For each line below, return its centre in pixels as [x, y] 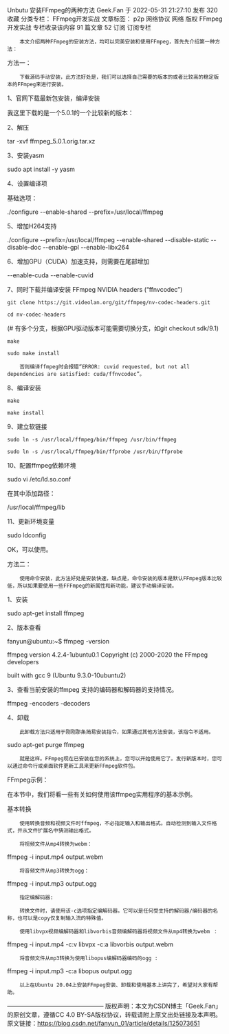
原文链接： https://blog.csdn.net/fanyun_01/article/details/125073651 [103, 1023]
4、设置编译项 [28, 183]
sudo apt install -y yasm [41, 169]
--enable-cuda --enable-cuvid [51, 275]
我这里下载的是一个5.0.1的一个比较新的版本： [70, 113]
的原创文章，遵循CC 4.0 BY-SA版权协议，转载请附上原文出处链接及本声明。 [115, 1015]
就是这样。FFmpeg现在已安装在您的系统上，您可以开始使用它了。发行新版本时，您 [118, 759]
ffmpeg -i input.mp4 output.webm [55, 857]
